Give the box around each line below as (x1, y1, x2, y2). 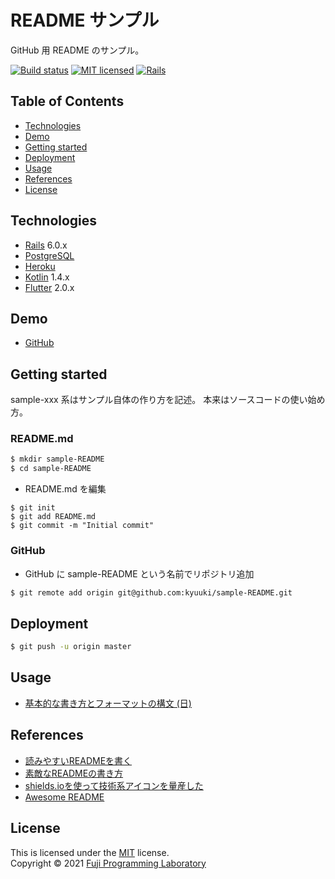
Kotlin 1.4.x (24, 271, 70, 283)
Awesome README (24, 791, 105, 803)
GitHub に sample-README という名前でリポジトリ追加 (24, 567, 255, 580)
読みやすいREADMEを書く (24, 754, 133, 766)
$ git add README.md (10, 512, 97, 522)
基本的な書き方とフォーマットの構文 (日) (24, 697, 192, 709)
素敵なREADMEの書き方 (24, 767, 124, 779)
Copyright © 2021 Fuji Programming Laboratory (10, 857, 207, 869)
